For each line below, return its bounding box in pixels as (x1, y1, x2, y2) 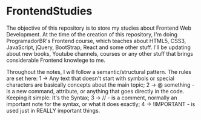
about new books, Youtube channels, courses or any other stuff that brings (6, 50, 194, 57)
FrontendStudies (6, 4, 93, 18)
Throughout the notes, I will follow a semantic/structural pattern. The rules (6, 68, 192, 75)
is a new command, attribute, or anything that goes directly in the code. (6, 87, 185, 95)
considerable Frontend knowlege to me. (6, 56, 106, 64)
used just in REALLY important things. (6, 107, 100, 114)
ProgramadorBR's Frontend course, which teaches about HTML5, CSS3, (6, 37, 186, 44)
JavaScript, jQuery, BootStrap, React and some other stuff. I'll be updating (6, 44, 191, 51)
